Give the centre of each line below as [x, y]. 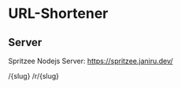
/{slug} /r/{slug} [34, 76]
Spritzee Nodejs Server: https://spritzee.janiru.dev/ [90, 61]
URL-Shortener [58, 14]
